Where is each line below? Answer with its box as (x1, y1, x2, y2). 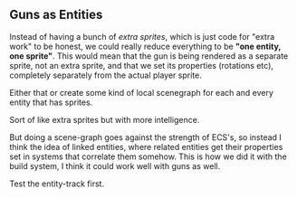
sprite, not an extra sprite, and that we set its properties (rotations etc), (9, 60, 274, 71)
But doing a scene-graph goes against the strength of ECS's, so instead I (9, 131, 283, 143)
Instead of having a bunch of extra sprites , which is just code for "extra (9, 31, 275, 42)
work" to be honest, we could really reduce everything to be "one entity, (9, 41, 282, 52)
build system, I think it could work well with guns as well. (9, 160, 221, 171)
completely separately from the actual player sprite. (9, 70, 202, 80)
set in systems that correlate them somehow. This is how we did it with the (9, 151, 287, 162)
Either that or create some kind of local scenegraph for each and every (9, 87, 274, 98)
